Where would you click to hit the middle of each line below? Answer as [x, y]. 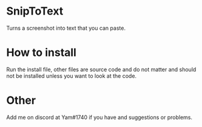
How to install [42, 53]
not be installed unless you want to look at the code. [72, 76]
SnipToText [35, 11]
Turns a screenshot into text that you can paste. [66, 28]
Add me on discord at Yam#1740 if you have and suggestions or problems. [99, 117]
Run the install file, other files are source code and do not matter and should [101, 69]
